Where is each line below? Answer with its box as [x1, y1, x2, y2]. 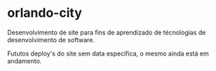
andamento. [7, 56, 42, 65]
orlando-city [7, 5, 82, 21]
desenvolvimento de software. [7, 35, 95, 44]
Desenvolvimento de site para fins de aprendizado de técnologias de [7, 28, 206, 37]
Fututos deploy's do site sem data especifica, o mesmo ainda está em [7, 49, 209, 58]
